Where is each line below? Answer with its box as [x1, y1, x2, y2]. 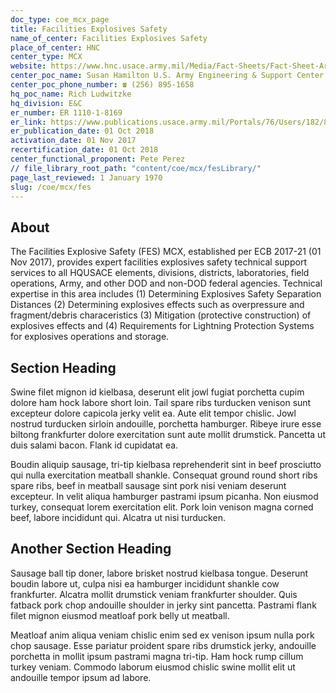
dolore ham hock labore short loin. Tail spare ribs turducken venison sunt [10, 397, 312, 408]
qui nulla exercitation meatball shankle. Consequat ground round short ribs [10, 469, 318, 481]
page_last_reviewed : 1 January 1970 [10, 172, 163, 183]
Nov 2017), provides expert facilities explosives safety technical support [10, 256, 307, 268]
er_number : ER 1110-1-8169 [10, 107, 123, 118]
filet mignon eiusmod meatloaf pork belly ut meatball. [10, 609, 230, 621]
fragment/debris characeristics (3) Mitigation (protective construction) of [10, 309, 312, 321]
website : [10, 61, 47, 71]
